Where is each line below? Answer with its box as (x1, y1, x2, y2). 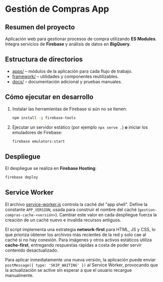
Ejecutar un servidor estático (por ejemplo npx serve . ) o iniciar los (12, 124, 148, 130)
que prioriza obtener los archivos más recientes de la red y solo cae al (5, 232, 146, 237)
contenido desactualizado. (5, 247, 59, 253)
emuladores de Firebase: (12, 129, 62, 135)
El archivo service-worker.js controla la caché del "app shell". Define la (5, 201, 148, 207)
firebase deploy (5, 175, 38, 180)
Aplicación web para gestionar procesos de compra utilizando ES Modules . (5, 36, 157, 42)
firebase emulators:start (12, 139, 65, 144)
